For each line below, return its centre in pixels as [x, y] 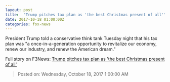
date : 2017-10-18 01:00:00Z [35, 19]
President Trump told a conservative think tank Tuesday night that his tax [81, 38]
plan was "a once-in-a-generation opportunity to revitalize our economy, [81, 44]
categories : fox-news [28, 24]
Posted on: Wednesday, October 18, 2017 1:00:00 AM [73, 74]
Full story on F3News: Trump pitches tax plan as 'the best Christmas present [85, 59]
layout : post [19, 10]
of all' [11, 64]
